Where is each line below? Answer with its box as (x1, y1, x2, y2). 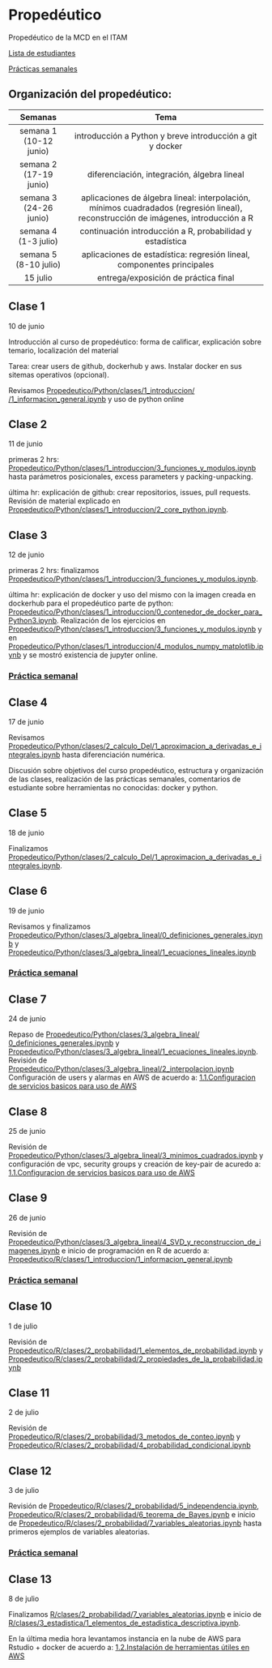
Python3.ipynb (8, 616, 57, 626)
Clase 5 (8, 806, 47, 820)
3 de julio (8, 1486, 40, 1495)
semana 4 (19, 225, 57, 237)
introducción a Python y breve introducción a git (74, 130, 257, 141)
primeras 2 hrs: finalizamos (8, 566, 100, 575)
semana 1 (19, 125, 57, 136)
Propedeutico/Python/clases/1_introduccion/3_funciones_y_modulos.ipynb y (8, 624, 262, 634)
